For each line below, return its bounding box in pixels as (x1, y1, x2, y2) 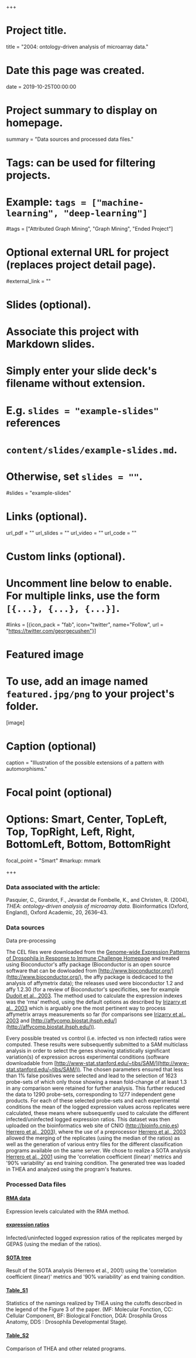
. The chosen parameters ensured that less (80, 1066, 184, 1073)
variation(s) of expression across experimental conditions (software (6, 1053, 170, 1060)
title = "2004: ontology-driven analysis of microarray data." (6, 43, 149, 50)
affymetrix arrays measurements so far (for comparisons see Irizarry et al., (6, 1010, 186, 1017)
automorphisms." (6, 765, 47, 772)
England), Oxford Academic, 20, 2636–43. (6, 909, 108, 916)
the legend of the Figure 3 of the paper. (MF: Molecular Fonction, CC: (6, 1306, 173, 1313)
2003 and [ (6, 1017, 33, 1024)
